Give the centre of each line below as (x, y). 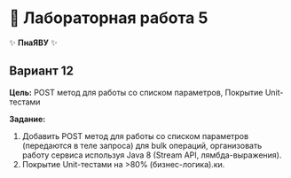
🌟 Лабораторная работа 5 (109, 18)
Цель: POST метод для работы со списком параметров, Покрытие (136, 92)
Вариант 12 (41, 71)
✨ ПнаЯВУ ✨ (33, 43)
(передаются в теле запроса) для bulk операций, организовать (142, 145)
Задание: (28, 119)
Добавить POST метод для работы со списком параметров (135, 135)
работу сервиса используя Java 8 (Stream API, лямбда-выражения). (152, 155)
